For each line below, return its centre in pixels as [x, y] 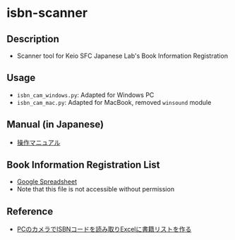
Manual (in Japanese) [55, 125]
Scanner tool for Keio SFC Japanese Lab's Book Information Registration [122, 56]
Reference [30, 211]
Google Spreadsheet [47, 182]
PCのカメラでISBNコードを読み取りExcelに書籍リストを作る [104, 229]
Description [33, 39]
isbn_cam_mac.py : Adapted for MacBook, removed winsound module [114, 102]
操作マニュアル [38, 142]
